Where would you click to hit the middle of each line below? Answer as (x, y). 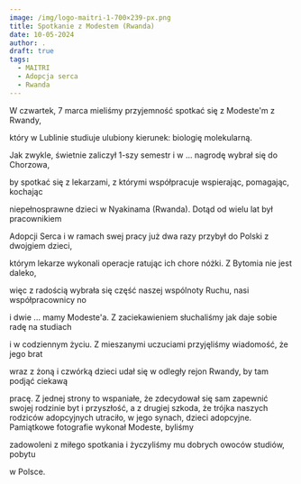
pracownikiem (36, 218)
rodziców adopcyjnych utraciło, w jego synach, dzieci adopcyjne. (131, 417)
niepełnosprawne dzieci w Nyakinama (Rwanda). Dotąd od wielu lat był (141, 209)
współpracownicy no (48, 299)
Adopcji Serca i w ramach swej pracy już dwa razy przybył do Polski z (139, 236)
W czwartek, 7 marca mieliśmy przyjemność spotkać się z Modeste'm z (142, 110)
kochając (26, 191)
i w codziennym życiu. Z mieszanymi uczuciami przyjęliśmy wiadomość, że (149, 344)
